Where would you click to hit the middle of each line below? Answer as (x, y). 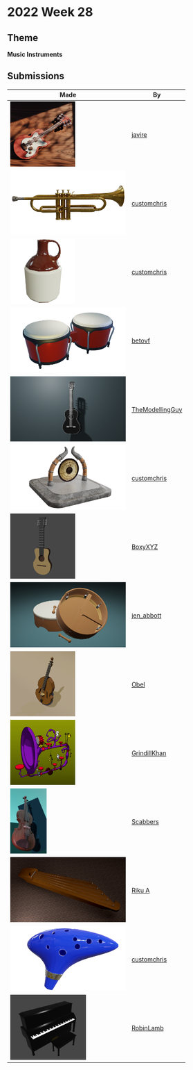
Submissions (36, 76)
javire (139, 134)
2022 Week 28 (50, 12)
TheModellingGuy (157, 409)
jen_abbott (146, 616)
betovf (141, 340)
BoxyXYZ (145, 547)
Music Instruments (35, 54)
